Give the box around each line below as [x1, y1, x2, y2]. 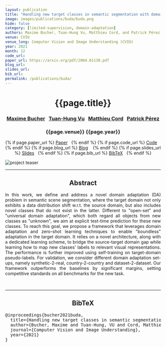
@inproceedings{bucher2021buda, [5, 312, 83, 318]
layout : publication [5, 7, 48, 12]
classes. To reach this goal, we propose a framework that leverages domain [5, 223, 161, 229]
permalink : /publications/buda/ [5, 76, 72, 81]
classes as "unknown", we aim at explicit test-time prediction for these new [5, 218, 161, 224]
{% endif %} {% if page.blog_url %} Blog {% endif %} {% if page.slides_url [5, 145, 161, 151]
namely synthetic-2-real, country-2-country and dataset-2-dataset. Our [15, 260, 161, 266]
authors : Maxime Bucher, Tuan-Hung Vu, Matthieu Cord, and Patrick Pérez [5, 30, 161, 35]
